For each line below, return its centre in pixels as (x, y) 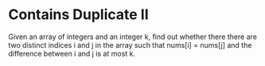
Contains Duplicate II (78, 15)
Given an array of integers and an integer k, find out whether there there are (132, 37)
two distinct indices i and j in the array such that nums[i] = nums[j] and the (130, 45)
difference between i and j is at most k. (72, 53)
